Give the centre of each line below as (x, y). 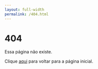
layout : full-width (24, 10)
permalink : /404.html (27, 14)
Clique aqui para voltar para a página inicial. (49, 61)
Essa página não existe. (28, 52)
